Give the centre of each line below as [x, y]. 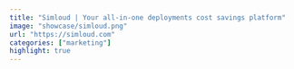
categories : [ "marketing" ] [60, 43]
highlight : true [40, 51]
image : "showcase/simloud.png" [69, 26]
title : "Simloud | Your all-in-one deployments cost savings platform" [147, 17]
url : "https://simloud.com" [63, 34]
